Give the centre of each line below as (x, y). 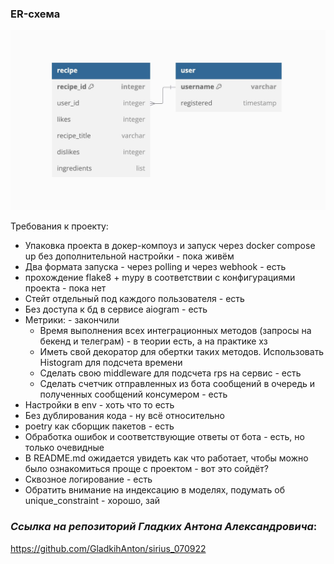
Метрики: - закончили (72, 320)
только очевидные (64, 448)
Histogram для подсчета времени (111, 363)
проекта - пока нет (65, 288)
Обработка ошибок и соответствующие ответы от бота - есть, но (164, 437)
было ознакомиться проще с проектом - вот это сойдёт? (146, 469)
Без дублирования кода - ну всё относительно (124, 416)
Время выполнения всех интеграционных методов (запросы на (175, 331)
